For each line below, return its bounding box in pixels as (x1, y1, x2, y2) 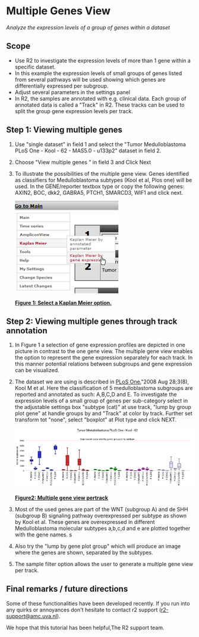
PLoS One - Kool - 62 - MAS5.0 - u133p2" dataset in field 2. (14, 147, 162, 154)
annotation (6, 326, 48, 336)
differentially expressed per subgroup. (14, 82, 109, 89)
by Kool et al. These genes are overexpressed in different (14, 518, 156, 525)
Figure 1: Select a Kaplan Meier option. (14, 299, 112, 306)
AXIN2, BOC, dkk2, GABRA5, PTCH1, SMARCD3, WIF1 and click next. (14, 189, 183, 196)
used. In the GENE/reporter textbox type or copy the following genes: (14, 183, 185, 190)
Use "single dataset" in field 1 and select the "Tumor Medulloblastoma (14, 140, 186, 148)
